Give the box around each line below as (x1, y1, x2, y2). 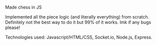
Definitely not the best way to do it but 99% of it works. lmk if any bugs (5, 19, 151, 25)
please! (5, 24, 20, 30)
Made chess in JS (5, 4, 42, 10)
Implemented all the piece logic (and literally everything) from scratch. (5, 14, 150, 19)
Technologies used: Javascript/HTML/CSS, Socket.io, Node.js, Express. (5, 34, 153, 40)
